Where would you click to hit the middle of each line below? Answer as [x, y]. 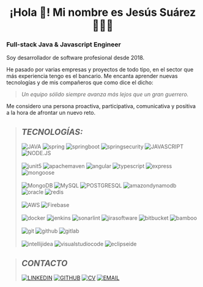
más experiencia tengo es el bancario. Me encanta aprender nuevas [92, 76]
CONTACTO [44, 263]
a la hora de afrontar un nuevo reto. [51, 113]
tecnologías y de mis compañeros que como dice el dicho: [80, 82]
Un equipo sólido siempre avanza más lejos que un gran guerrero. [105, 95]
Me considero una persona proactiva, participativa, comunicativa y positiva [101, 106]
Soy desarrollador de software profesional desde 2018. [76, 58]
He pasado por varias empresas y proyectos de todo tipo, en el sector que [100, 70]
